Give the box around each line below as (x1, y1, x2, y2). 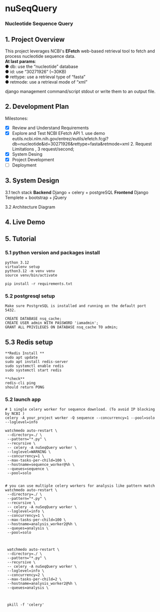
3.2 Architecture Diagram (5, 204, 56, 210)
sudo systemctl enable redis (5, 364, 64, 369)
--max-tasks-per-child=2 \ (7, 577, 62, 582)
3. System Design (5, 177, 60, 185)
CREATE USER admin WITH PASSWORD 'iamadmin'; (5, 321, 98, 326)
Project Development (12, 156, 54, 163)
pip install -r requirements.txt (5, 281, 73, 286)
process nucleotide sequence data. (5, 53, 76, 59)
